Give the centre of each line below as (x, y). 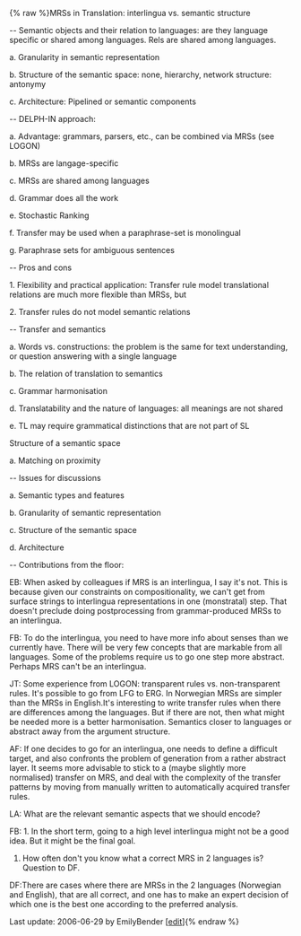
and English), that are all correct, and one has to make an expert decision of (149, 895)
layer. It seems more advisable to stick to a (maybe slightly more (128, 768)
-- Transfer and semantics (57, 329)
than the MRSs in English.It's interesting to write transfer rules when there (145, 703)
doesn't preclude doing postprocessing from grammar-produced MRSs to (146, 611)
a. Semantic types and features (67, 495)
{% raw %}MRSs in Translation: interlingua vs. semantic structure (130, 13)
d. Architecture (37, 547)
